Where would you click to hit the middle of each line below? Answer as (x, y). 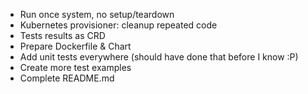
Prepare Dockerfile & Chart (75, 46)
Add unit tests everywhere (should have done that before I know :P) (159, 57)
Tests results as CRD (62, 35)
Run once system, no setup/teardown (97, 14)
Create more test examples (75, 67)
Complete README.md (67, 78)
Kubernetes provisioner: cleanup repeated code (118, 25)
